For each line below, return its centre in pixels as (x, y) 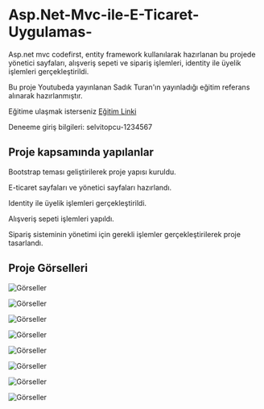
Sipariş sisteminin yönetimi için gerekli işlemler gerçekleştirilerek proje (125, 234)
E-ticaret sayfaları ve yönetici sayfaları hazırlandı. (90, 187)
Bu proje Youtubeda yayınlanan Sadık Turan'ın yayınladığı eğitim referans (129, 87)
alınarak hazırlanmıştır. (45, 95)
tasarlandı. (26, 243)
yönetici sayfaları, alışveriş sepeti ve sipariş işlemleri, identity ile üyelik (125, 63)
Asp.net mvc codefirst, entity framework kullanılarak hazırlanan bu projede (132, 54)
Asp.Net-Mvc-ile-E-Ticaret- (104, 15)
